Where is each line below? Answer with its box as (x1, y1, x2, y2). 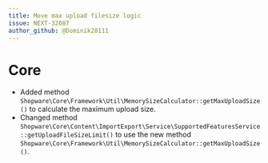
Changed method (19, 113, 78, 122)
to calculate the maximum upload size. (29, 105, 156, 114)
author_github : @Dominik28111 (8, 26, 110, 34)
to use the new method (114, 129, 192, 140)
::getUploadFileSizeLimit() (19, 131, 114, 140)
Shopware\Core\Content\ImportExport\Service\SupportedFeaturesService (19, 123, 261, 131)
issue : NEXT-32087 (8, 19, 70, 27)
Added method (19, 87, 70, 97)
